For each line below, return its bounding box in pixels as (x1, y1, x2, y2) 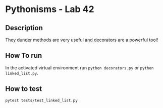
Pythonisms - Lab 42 (5, 4, 94, 15)
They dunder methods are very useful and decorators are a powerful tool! (5, 37, 158, 43)
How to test (5, 84, 42, 93)
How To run (5, 51, 42, 60)
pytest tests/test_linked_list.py (5, 98, 78, 103)
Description (5, 24, 43, 32)
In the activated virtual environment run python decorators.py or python (5, 64, 154, 71)
